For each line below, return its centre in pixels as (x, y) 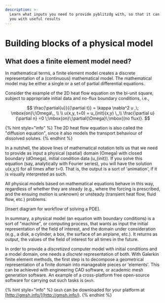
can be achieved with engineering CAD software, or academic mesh (74, 270)
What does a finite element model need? (68, 61)
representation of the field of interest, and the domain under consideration (81, 229)
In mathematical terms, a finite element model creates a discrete (70, 73)
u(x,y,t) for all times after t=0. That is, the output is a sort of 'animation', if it (81, 169)
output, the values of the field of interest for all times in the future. (72, 239)
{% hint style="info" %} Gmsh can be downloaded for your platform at (75, 290)
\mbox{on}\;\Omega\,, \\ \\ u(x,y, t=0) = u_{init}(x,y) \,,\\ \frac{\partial (80, 113)
